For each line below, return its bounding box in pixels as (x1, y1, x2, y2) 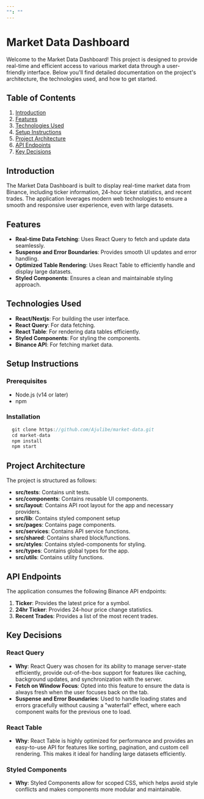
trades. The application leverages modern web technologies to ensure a (6, 195, 188, 203)
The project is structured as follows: (6, 477, 97, 484)
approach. (15, 281, 42, 288)
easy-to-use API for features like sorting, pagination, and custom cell (15, 743, 189, 751)
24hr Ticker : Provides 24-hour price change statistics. (15, 606, 153, 613)
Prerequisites (6, 377, 47, 385)
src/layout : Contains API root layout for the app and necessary (15, 502, 174, 509)
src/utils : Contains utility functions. (15, 554, 104, 561)
